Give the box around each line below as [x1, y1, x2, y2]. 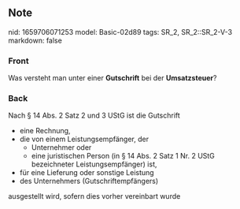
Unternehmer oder [31, 143, 92, 152]
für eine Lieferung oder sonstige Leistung [19, 168, 155, 177]
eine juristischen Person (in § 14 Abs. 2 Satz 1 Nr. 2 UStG [31, 151, 215, 161]
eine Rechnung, [19, 126, 71, 136]
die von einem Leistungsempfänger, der [19, 134, 150, 144]
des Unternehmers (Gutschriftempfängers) [19, 177, 159, 186]
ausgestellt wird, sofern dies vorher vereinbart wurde [8, 192, 181, 201]
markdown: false [8, 35, 63, 45]
